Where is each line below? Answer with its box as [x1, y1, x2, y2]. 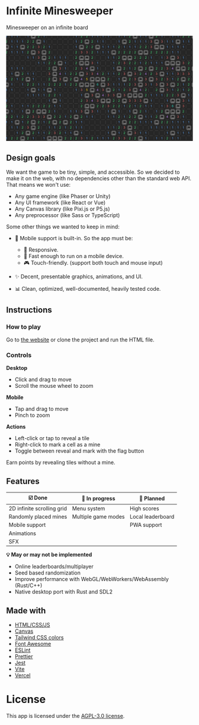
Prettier [14, 653, 33, 660]
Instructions [6, 305, 52, 315]
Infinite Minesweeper [6, 4, 114, 18]
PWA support [129, 522, 162, 529]
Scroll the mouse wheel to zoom [14, 382, 94, 390]
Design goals [6, 153, 56, 163]
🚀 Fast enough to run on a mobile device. [23, 253, 124, 260]
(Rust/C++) [14, 582, 43, 589]
